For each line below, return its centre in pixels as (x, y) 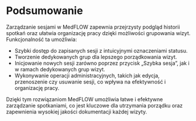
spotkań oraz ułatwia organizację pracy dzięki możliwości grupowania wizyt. (98, 33)
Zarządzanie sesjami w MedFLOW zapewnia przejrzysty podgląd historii (93, 27)
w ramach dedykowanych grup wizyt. (60, 69)
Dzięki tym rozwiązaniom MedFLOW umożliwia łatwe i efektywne (85, 99)
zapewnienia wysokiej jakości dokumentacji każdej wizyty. (77, 112)
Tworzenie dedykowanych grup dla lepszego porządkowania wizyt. (96, 57)
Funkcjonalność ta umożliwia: (42, 39)
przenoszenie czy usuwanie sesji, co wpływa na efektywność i (90, 82)
